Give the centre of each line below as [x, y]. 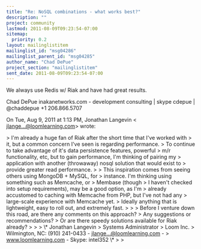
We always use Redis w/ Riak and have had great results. [76, 90]
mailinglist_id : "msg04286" [41, 51]
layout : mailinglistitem [37, 46]
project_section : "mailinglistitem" [52, 67]
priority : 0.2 [29, 40]
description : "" [26, 17]
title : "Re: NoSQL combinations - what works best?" [73, 12]
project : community [31, 23]
